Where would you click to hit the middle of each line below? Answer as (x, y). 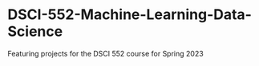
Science (35, 31)
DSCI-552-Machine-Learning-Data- (129, 15)
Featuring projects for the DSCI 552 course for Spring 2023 (105, 53)
